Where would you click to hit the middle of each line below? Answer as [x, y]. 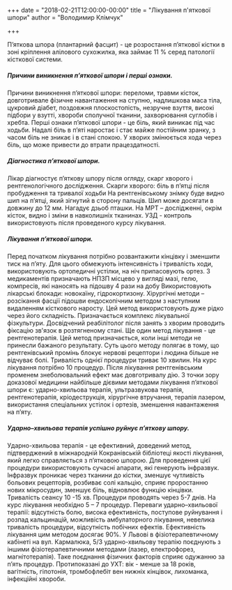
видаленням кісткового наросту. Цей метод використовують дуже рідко [116, 308]
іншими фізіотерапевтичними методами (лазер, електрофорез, [101, 549]
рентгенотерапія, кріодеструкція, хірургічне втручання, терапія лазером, [117, 397]
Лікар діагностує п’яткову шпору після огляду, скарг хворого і [100, 178]
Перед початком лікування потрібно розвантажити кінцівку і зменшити [114, 256]
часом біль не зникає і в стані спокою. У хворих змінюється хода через [114, 137]
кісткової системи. [35, 59]
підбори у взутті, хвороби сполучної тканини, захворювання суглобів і [112, 115]
